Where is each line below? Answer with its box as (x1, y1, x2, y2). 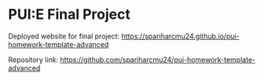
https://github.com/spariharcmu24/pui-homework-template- (60, 55, 256, 64)
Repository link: (8, 55, 59, 64)
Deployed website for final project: (8, 31, 120, 41)
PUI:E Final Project (8, 5, 131, 24)
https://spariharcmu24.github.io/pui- (121, 31, 240, 41)
